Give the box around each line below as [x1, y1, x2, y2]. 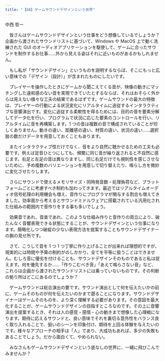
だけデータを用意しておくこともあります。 [18, 133, 104, 139]
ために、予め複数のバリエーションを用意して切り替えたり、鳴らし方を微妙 [9, 162, 160, 168]
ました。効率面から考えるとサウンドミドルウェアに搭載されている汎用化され [5, 197, 160, 203]
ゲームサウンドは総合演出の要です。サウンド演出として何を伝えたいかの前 [9, 284, 160, 290]
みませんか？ [5, 350, 31, 356]
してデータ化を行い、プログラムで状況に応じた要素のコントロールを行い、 [5, 115, 156, 120]
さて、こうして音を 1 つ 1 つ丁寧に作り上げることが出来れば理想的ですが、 [9, 243, 160, 249]
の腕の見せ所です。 [5, 233, 44, 239]
